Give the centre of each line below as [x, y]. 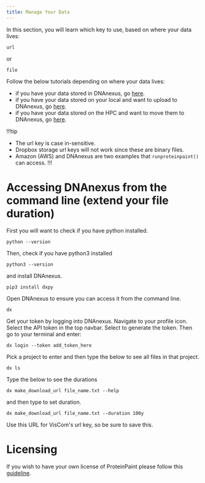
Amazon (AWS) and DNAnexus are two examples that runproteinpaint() [107, 156]
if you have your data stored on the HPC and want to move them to [100, 113]
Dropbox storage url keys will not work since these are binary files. [99, 149]
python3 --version [30, 265]
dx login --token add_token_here [49, 345]
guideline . [19, 473]
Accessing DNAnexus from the [87, 187]
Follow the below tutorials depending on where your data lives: [86, 81]
